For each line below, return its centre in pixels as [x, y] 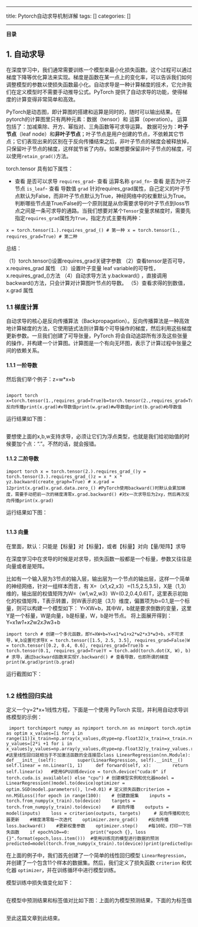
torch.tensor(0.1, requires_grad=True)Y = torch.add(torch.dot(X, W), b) [99, 651]
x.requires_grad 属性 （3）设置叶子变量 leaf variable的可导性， [82, 268]
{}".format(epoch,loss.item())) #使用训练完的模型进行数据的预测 [82, 838]
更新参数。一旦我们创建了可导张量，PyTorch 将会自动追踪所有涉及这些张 [94, 336]
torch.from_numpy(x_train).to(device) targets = [71, 801]
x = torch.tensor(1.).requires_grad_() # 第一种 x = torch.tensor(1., [93, 230]
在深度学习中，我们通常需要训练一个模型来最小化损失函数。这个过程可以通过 [99, 70]
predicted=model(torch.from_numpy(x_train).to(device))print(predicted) [97, 844]
